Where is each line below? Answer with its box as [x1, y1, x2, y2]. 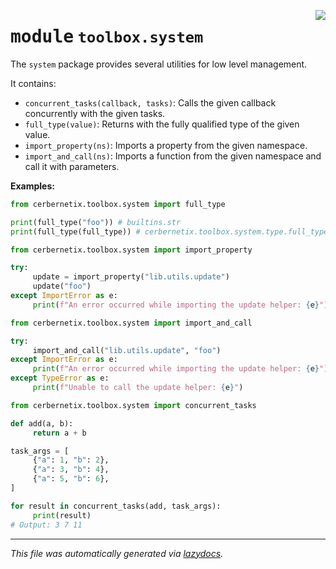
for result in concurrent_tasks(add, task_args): [10, 501, 222, 511]
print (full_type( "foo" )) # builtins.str [10, 217, 182, 227]
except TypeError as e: [10, 373, 110, 384]
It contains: [10, 77, 57, 89]
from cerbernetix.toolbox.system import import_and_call [10, 318, 253, 328]
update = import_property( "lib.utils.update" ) [32, 272, 230, 282]
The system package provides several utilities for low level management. [10, 58, 308, 70]
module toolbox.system [10, 26, 204, 48]
